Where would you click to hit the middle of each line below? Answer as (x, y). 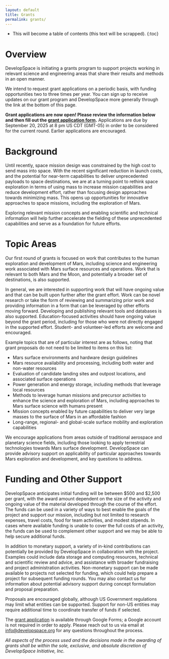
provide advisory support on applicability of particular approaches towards (83, 453)
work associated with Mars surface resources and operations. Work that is (83, 269)
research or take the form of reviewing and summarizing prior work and (79, 300)
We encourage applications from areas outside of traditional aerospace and (84, 437)
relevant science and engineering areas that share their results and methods (84, 73)
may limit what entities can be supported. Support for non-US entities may (82, 605)
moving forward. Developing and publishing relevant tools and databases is (83, 311)
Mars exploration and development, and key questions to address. (74, 459)
